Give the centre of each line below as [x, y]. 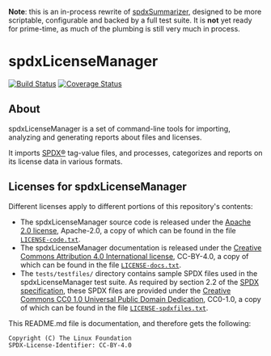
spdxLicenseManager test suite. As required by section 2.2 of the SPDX [140, 282]
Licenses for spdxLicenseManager [98, 187]
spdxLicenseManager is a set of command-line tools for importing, [119, 128]
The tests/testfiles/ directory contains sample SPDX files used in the [139, 273]
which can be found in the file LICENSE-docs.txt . [101, 265]
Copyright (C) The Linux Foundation [70, 338]
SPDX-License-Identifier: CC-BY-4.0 [70, 345]
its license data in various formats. [66, 161]
